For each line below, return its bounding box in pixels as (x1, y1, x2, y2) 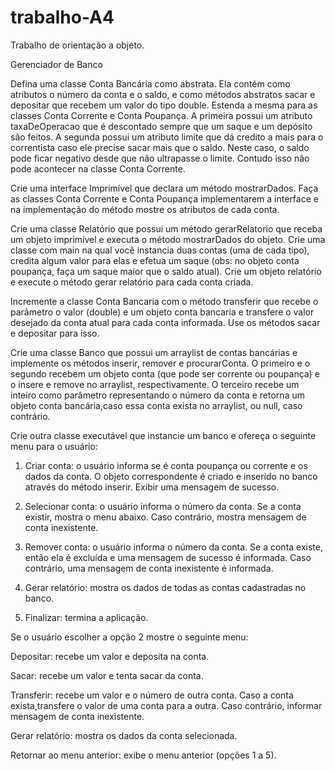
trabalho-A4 (10, 6, 115, 29)
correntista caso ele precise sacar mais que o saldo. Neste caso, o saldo (10, 141, 310, 153)
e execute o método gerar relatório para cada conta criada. (10, 276, 254, 288)
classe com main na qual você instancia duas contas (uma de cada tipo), (10, 244, 310, 256)
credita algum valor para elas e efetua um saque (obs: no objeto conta (10, 254, 300, 266)
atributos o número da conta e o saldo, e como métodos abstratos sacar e (10, 88, 316, 100)
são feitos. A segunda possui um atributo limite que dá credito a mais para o (10, 131, 324, 143)
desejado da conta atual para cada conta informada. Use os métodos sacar (10, 316, 321, 328)
